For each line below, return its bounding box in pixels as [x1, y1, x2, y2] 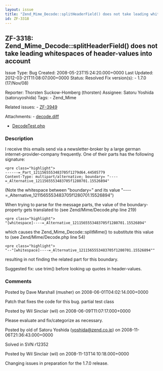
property [5, 207, 23, 213]
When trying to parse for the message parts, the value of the [5, 202, 126, 208]
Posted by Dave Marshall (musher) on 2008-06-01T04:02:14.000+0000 [5, 289, 149, 295]
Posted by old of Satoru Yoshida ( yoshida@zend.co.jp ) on [5, 327, 120, 333]
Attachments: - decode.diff [5, 114, 59, 120]
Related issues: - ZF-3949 [5, 104, 58, 110]
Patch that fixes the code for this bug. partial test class [5, 299, 114, 304]
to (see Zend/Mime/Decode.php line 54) [5, 234, 86, 240]
